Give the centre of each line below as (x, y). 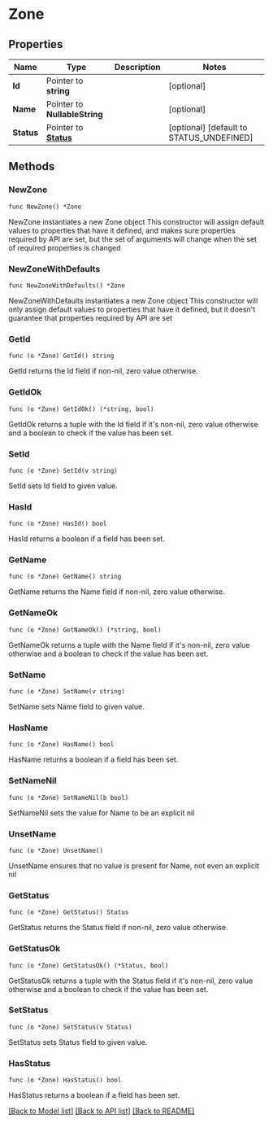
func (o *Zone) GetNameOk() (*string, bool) (85, 630)
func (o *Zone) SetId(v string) (63, 470)
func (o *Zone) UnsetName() (56, 850)
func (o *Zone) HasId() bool (58, 524)
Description (137, 67)
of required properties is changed (65, 247)
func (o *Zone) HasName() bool (61, 745)
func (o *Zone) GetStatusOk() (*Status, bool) (89, 965)
